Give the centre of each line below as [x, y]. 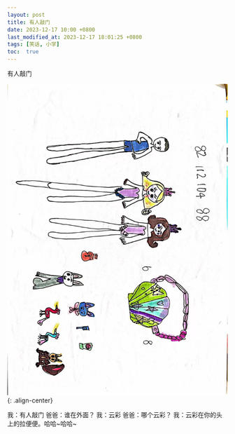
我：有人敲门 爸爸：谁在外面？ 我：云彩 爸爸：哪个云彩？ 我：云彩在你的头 [115, 414]
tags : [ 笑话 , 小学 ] [34, 45]
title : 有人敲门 [29, 22]
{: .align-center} [30, 400]
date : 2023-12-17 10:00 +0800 [51, 29]
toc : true [23, 52]
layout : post [26, 15]
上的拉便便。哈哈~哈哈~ [42, 423]
